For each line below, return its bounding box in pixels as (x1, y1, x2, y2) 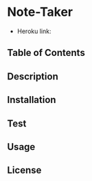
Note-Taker (7, 4, 73, 20)
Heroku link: (16, 27, 51, 35)
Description (7, 70, 58, 82)
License (7, 164, 42, 176)
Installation (7, 94, 56, 106)
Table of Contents (7, 47, 86, 59)
